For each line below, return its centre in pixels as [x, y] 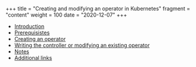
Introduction [29, 26]
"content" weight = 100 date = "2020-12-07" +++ [66, 15]
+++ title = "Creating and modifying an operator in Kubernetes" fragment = [98, 9]
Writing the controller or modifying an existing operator [82, 45]
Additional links [33, 58]
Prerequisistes [32, 33]
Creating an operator [40, 39]
